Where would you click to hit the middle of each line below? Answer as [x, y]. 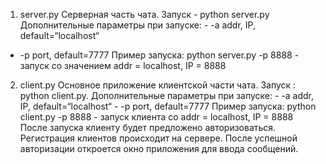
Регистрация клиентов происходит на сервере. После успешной [158, 138]
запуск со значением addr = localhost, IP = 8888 [123, 65]
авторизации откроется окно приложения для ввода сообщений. [159, 148]
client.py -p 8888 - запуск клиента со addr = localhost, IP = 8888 [156, 117]
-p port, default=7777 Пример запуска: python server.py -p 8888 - [159, 55]
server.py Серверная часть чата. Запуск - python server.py [144, 14]
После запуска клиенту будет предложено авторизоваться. [148, 127]
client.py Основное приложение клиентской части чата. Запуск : [158, 85]
